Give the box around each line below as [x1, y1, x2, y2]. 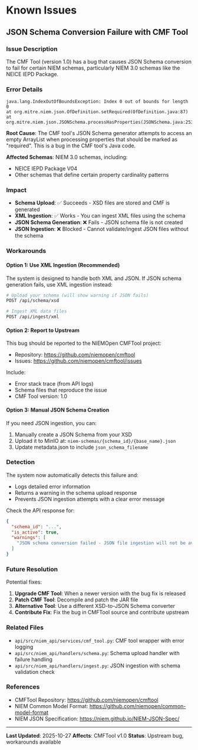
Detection [6, 458, 35, 466]
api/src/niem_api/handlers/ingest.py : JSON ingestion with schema [14, 662, 181, 669]
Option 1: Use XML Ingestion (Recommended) [6, 261, 120, 268]
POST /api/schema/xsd [6, 298, 60, 304]
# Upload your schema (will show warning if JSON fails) [6, 292, 149, 298]
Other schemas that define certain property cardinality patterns [14, 172, 169, 179]
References [6, 683, 40, 691]
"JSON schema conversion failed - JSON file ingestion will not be [16, 540, 186, 546]
